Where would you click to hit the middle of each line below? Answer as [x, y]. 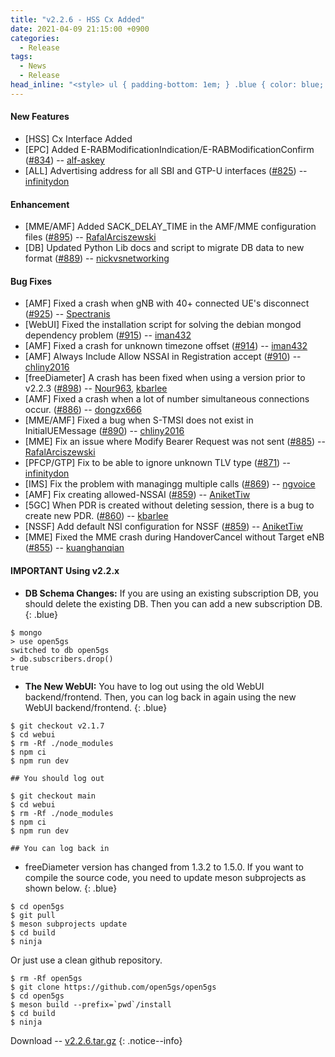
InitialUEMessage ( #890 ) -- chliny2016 [104, 431]
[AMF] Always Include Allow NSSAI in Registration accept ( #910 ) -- [163, 357]
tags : [21, 57]
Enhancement [40, 204]
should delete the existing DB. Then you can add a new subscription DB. [173, 603]
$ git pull [33, 915]
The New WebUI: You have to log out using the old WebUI [144, 686]
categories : [35, 38]
